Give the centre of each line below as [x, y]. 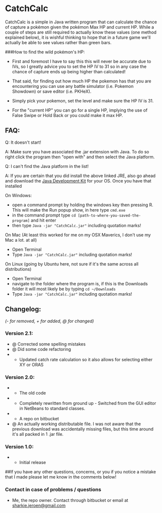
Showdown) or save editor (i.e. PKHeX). [52, 91]
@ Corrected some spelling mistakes [49, 344]
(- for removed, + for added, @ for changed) [49, 321]
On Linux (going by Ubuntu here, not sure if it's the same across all [72, 264]
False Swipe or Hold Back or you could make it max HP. [67, 115]
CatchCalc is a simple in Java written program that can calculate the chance [81, 22]
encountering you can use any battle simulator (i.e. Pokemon [73, 86]
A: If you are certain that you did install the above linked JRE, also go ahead [81, 176]
